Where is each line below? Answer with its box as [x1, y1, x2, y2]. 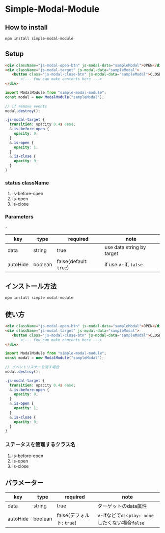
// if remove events [5, 104, 48, 109]
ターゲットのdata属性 [97, 503, 147, 510]
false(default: [56, 258, 88, 265]
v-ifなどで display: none [97, 512, 154, 519]
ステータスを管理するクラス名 [5, 441, 76, 448]
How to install [5, 23, 48, 32]
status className [5, 179, 49, 186]
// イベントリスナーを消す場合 [5, 365, 60, 370]
